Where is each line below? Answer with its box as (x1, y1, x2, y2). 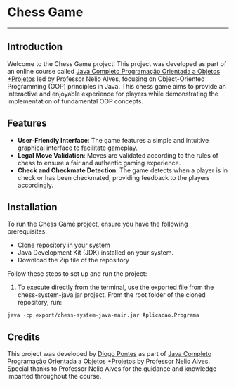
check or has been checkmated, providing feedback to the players (17, 173, 210, 182)
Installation (7, 201, 58, 213)
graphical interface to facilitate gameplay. (17, 144, 138, 152)
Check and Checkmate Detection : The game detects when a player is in (17, 166, 228, 175)
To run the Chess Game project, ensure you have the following (7, 220, 188, 229)
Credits (7, 331, 41, 343)
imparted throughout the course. (7, 372, 102, 381)
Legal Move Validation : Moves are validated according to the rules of (17, 151, 219, 159)
